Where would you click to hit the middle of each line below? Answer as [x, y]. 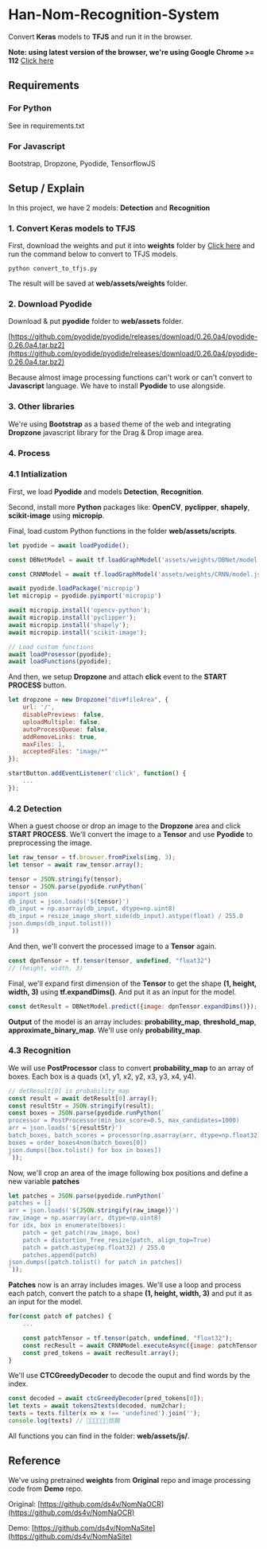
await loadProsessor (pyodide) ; [60, 654]
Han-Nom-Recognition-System [114, 15]
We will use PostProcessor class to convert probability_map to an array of [131, 1068]
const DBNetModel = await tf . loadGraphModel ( [85, 560]
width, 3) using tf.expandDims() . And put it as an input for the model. [122, 991]
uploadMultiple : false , [62, 722]
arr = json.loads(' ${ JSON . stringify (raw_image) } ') [94, 1211]
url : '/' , [39, 707]
